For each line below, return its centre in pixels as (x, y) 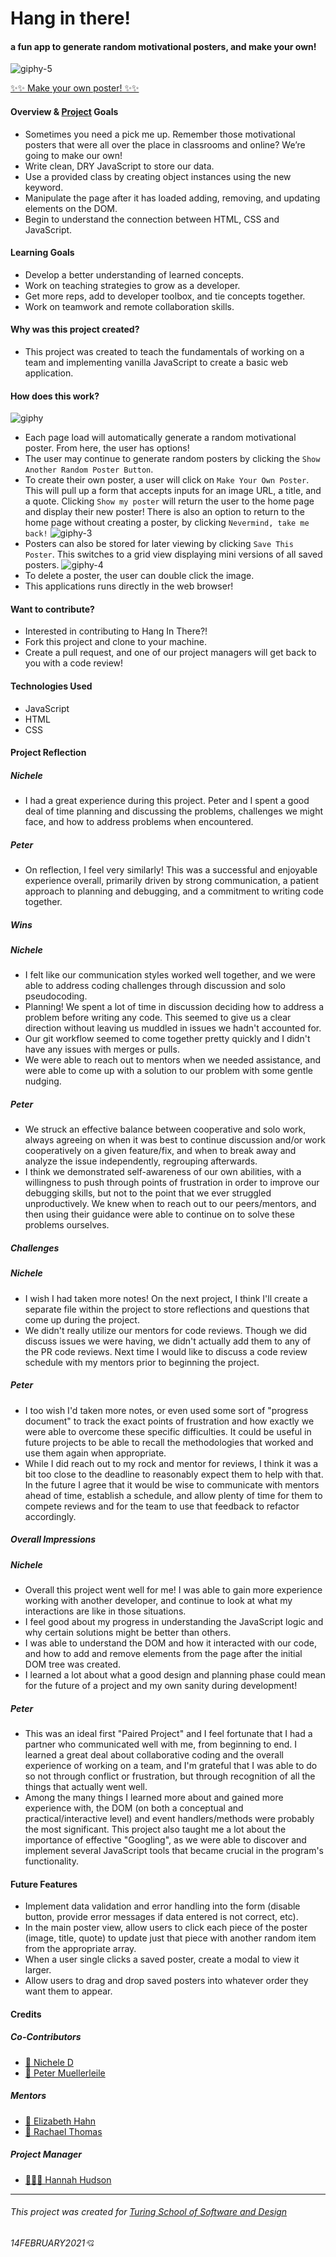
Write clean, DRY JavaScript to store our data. (119, 166)
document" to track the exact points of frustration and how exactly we (169, 1421)
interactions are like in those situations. (105, 1611)
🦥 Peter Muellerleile (65, 2073)
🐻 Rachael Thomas (63, 2131)
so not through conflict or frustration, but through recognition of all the (170, 1776)
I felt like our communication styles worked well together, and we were (170, 975)
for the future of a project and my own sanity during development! (161, 1686)
